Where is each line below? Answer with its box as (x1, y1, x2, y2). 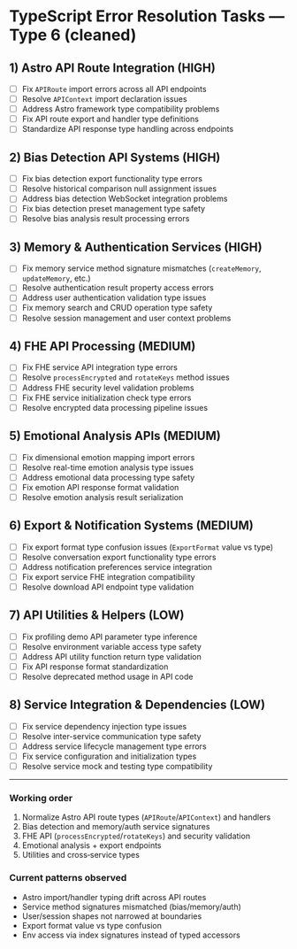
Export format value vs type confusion (21, 920, 162, 930)
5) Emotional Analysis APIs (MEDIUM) (9, 428, 221, 444)
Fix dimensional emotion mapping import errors (21, 451, 195, 462)
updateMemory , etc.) (21, 273, 91, 284)
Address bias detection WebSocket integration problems (21, 193, 228, 204)
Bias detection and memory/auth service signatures (21, 822, 210, 832)
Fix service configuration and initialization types (21, 751, 197, 762)
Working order (9, 792, 73, 805)
